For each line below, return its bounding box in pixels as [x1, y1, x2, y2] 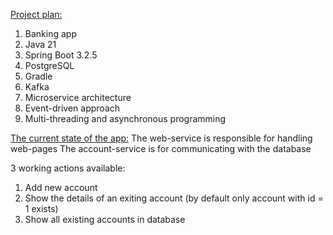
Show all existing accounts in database [24, 214, 186, 225]
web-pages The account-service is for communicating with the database [10, 143, 312, 154]
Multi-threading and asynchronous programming [24, 113, 227, 124]
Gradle [24, 70, 53, 82]
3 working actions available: [10, 162, 126, 174]
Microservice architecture [24, 92, 132, 103]
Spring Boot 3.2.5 [24, 49, 98, 61]
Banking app [24, 28, 77, 39]
